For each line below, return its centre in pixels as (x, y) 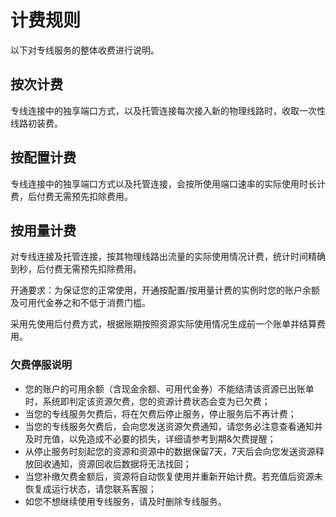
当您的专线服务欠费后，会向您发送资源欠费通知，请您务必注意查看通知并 (173, 426)
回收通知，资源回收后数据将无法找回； (112, 463)
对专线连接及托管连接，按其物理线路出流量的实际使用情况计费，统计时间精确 (168, 257)
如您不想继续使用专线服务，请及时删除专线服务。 (125, 501)
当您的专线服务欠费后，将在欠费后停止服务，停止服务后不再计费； (160, 413)
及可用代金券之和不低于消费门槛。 (80, 303)
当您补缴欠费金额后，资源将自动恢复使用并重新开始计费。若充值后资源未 (173, 476)
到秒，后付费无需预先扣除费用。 (76, 269)
